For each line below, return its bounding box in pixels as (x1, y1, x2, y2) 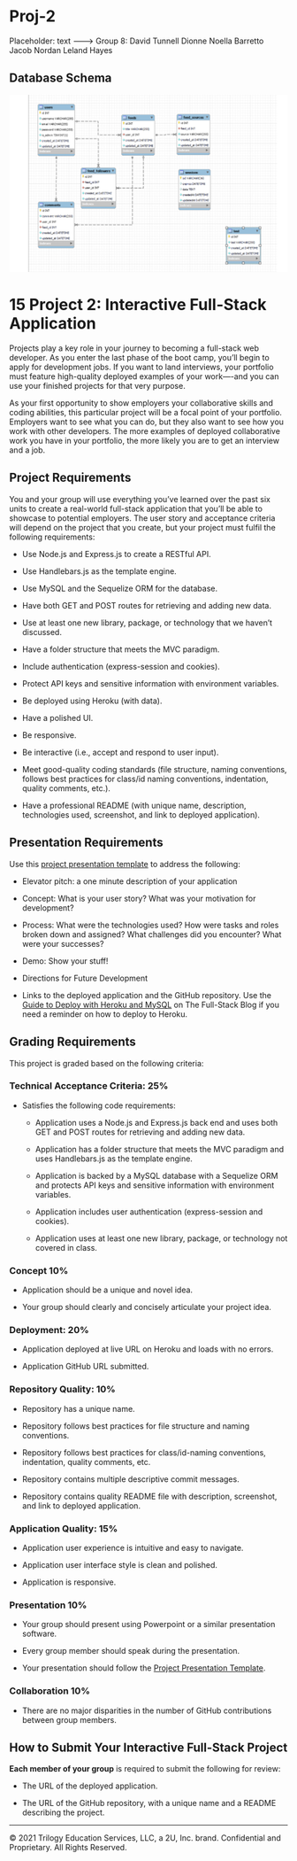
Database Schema (9, 71, 112, 86)
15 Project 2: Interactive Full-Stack (9, 295, 267, 315)
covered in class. (34, 1242, 97, 1252)
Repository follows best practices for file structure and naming (21, 1420, 250, 1431)
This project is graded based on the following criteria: (9, 1058, 204, 1068)
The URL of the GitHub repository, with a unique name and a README (21, 1798, 277, 1809)
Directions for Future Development (21, 973, 148, 983)
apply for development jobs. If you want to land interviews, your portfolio (9, 361, 274, 373)
